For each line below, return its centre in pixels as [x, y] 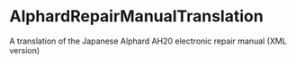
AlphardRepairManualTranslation [136, 16]
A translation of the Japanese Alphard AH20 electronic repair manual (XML [148, 41]
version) [25, 50]
